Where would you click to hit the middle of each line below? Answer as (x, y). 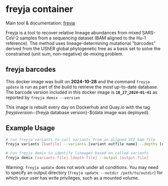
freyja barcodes (31, 70)
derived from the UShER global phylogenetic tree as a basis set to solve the (83, 48)
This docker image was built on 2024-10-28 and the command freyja (78, 81)
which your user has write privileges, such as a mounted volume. (72, 178)
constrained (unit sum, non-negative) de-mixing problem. (65, 54)
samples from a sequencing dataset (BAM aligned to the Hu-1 (83, 38)
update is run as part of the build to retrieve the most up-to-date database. (82, 87)
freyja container (40, 9)
